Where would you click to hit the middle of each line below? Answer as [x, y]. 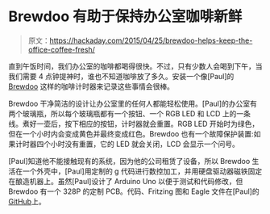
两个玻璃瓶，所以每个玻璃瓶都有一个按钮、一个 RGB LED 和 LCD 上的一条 [130, 113]
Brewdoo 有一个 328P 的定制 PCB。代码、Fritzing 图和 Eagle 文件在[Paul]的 [134, 191]
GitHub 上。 [27, 201]
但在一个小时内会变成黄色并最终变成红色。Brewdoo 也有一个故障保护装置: [131, 133]
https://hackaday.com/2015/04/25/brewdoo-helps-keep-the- [151, 40]
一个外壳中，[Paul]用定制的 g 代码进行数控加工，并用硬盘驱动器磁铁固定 [142, 171]
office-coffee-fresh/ [61, 49]
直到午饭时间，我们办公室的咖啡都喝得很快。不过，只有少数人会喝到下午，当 [135, 66]
